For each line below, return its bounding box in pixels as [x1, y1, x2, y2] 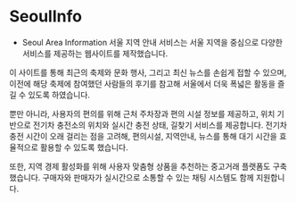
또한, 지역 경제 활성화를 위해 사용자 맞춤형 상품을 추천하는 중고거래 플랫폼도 [9, 161, 271, 172]
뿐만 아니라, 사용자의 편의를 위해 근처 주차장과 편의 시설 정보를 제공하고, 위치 [9, 108, 275, 119]
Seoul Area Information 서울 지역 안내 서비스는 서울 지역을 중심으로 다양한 [21, 37, 284, 47]
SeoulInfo [9, 6, 83, 27]
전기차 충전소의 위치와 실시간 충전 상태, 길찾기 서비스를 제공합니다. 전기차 [32, 119, 288, 130]
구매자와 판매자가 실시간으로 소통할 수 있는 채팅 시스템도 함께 [42, 172, 254, 182]
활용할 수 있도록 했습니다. [39, 141, 128, 153]
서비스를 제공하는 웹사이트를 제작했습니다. [21, 47, 169, 59]
